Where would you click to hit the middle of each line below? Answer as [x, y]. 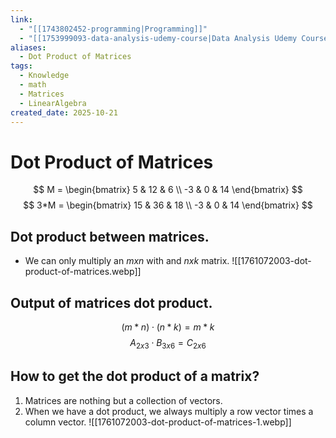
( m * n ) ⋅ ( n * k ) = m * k [168, 327]
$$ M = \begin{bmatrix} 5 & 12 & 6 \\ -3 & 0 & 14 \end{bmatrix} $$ [168, 190]
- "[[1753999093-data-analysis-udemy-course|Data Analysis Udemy [158, 38]
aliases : [28, 47]
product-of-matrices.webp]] [83, 272]
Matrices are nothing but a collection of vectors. [123, 400]
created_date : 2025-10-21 [64, 112]
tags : [21, 66]
